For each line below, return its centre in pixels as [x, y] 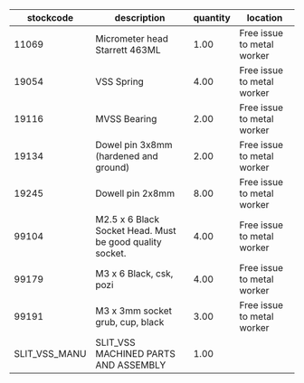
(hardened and [126, 156]
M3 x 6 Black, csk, [134, 273]
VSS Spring [119, 82]
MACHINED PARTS [135, 354]
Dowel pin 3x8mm [134, 145]
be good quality [128, 242]
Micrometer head [132, 38]
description [140, 18]
